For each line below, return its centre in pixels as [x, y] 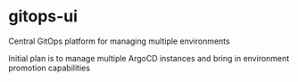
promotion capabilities [50, 68]
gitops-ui [43, 16]
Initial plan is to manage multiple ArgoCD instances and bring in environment [149, 58]
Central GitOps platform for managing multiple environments [119, 41]
